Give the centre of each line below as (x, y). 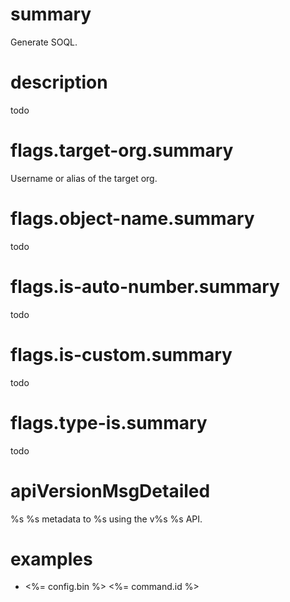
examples (51, 559)
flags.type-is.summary (109, 422)
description (59, 82)
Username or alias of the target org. (84, 178)
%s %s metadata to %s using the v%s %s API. (106, 519)
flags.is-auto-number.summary (145, 286)
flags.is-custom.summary (121, 354)
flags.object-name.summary (132, 219)
